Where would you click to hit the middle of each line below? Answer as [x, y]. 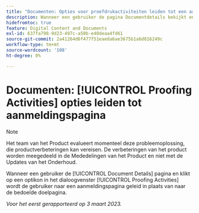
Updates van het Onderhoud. [41, 162]
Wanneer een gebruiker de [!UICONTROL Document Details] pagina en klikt [98, 173]
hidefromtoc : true [29, 22]
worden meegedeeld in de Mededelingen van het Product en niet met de [95, 156]
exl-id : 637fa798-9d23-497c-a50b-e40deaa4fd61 [65, 34]
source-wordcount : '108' [37, 50]
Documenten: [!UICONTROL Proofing [99, 90]
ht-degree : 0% [24, 56]
